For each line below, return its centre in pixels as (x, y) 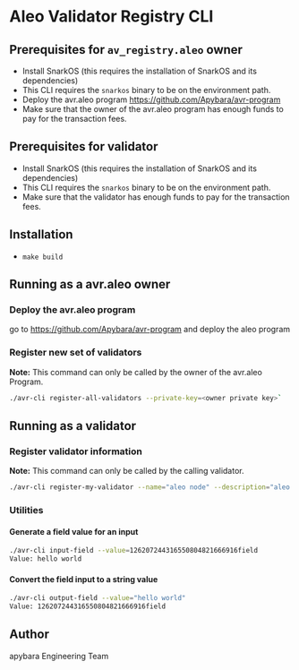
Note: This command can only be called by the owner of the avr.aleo (136, 372)
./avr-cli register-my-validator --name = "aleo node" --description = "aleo (150, 487)
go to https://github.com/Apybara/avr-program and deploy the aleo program (150, 330)
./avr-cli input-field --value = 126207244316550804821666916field (133, 551)
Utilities (26, 510)
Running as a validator (73, 426)
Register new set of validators (76, 353)
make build (43, 257)
